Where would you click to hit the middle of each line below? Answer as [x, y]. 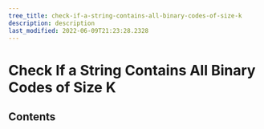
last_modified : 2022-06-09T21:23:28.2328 [79, 30]
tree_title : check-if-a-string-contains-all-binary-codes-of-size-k [125, 16]
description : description [51, 23]
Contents [32, 117]
